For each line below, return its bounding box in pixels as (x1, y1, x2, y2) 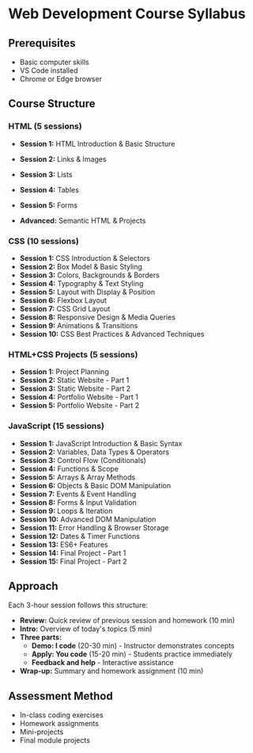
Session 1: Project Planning (19, 367, 109, 376)
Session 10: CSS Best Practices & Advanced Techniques (19, 329, 205, 338)
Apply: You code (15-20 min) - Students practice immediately (31, 649, 233, 659)
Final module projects (19, 736, 91, 745)
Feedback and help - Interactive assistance (31, 658, 174, 667)
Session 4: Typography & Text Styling (19, 278, 144, 288)
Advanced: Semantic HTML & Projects (19, 216, 146, 225)
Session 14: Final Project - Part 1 (19, 548, 126, 557)
